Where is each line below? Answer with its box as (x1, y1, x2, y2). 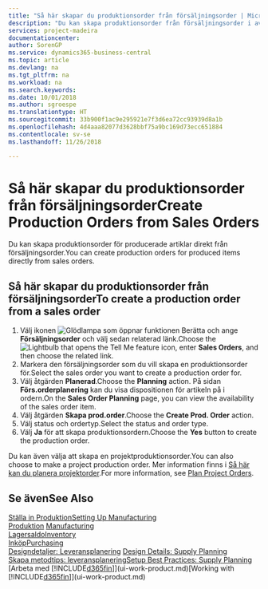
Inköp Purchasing (8, 538, 64, 547)
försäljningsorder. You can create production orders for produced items (8, 248, 241, 258)
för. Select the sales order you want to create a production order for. (19, 368, 242, 378)
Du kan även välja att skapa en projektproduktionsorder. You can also (8, 452, 234, 461)
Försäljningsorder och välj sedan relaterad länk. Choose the (19, 334, 217, 344)
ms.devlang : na (8, 64, 59, 72)
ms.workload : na (8, 78, 62, 86)
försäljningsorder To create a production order (8, 292, 241, 306)
